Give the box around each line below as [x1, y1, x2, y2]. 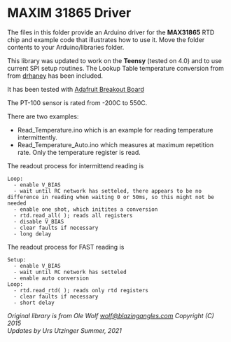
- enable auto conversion [13, 275, 90, 282]
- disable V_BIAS [13, 218, 64, 225]
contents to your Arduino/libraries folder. [7, 43, 125, 51]
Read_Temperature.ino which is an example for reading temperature [17, 125, 213, 134]
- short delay [13, 299, 55, 306]
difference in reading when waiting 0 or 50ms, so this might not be [7, 193, 215, 200]
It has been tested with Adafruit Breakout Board [7, 85, 145, 93]
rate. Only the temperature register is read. [17, 148, 141, 156]
